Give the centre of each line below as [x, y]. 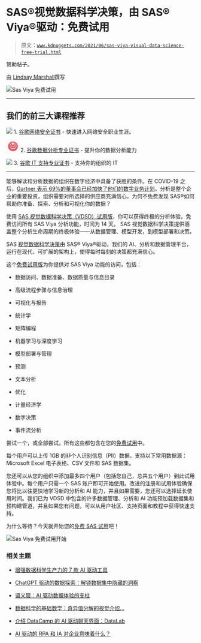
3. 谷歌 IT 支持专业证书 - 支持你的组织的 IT [66, 163]
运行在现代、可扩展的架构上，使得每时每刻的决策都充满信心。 [82, 251]
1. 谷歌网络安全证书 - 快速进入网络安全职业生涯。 [74, 131]
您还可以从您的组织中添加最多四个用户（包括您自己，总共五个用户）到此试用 [100, 476]
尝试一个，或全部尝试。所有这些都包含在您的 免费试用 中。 [77, 443]
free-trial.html [41, 52]
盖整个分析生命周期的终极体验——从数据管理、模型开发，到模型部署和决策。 [100, 231]
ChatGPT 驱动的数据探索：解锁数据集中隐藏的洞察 [77, 583]
